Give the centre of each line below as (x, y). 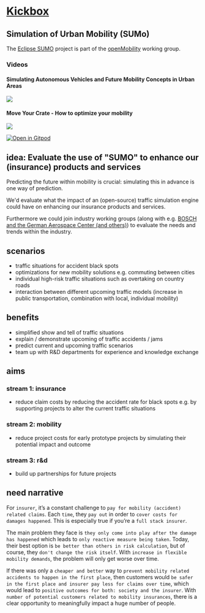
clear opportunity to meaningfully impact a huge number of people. (91, 603)
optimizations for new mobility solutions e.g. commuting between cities (105, 272)
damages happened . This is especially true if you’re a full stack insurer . (97, 520)
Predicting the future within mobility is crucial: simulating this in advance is (100, 182)
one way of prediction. (35, 188)
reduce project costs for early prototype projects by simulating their (101, 438)
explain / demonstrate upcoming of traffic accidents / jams (89, 339)
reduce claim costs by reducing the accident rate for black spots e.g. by (106, 402)
